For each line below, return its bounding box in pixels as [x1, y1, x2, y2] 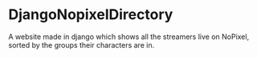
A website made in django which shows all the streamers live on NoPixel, [8, 32, 250, 41]
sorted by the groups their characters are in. [8, 40, 155, 49]
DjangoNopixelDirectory [8, 6, 173, 24]
